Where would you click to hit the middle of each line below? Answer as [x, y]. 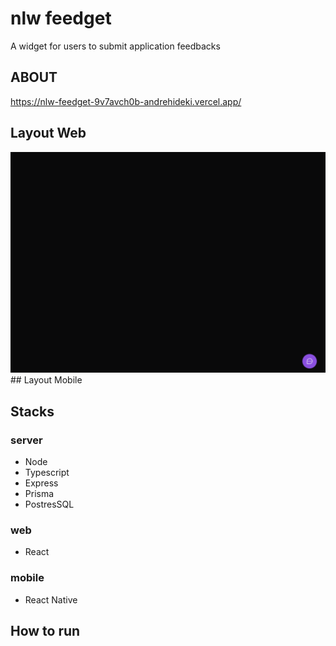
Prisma [39, 494]
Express [41, 483]
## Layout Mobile [46, 380]
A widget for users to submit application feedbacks [115, 46]
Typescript [47, 473]
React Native [51, 599]
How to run [45, 631]
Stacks [32, 411]
